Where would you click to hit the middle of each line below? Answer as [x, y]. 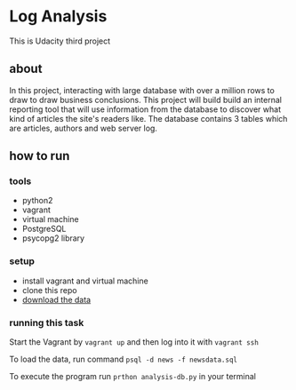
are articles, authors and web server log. [84, 128]
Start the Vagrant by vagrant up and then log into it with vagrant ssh [134, 342]
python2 [37, 201]
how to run [40, 156]
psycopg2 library [53, 238]
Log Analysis [58, 16]
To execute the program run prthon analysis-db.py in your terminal [132, 377]
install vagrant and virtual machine [85, 281]
